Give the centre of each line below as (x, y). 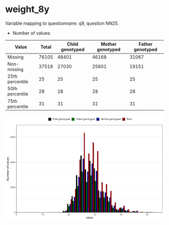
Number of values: (32, 33)
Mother (109, 44)
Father (146, 44)
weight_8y (27, 9)
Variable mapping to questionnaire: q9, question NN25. (62, 23)
